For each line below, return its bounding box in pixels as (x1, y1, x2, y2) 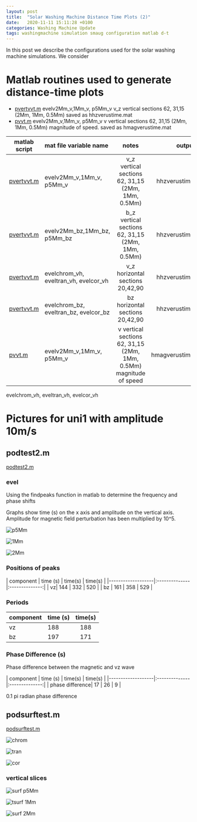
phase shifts (6, 498, 36, 505)
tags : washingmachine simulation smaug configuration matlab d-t (6, 31, 169, 36)
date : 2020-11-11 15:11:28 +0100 (6, 19, 93, 25)
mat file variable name (45, 141, 108, 150)
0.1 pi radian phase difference (6, 693, 77, 700)
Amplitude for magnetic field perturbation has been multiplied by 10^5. (6, 515, 176, 522)
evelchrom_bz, (45, 301, 85, 309)
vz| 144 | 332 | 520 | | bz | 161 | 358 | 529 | (50, 583, 153, 590)
